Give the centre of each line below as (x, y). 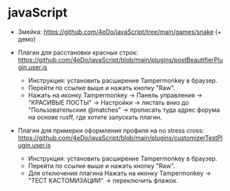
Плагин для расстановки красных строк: (78, 52)
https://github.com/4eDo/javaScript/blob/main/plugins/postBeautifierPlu (120, 59)
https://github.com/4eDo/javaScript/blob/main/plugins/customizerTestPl (120, 138)
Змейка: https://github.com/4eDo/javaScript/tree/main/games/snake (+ (119, 32)
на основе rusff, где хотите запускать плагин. (95, 117)
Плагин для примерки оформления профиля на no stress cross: (111, 130)
